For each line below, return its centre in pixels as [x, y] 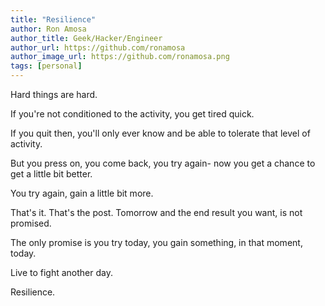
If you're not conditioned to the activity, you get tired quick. [132, 114]
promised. [31, 223]
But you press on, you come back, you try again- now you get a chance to [163, 163]
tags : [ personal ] [46, 66]
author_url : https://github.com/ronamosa [98, 47]
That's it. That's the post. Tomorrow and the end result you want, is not [156, 212]
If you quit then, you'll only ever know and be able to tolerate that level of [160, 133]
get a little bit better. [51, 174]
